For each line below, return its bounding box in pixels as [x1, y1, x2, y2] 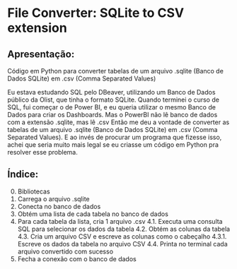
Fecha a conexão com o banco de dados [17, 254, 137, 263]
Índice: [7, 168, 39, 181]
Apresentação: [7, 48, 75, 60]
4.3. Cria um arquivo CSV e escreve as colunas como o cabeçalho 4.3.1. [17, 232, 227, 241]
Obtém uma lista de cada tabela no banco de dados [17, 210, 168, 218]
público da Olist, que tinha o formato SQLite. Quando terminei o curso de [7, 95, 219, 104]
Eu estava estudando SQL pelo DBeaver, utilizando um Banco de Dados [7, 88, 216, 96]
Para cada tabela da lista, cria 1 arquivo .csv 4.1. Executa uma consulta [17, 217, 223, 225]
